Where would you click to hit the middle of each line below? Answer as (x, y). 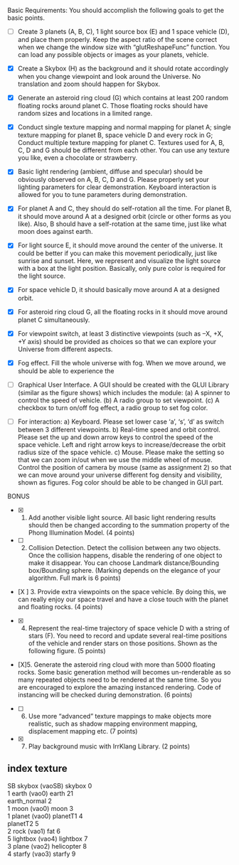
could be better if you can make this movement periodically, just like (117, 253)
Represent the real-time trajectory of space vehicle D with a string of (129, 628)
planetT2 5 (23, 823)
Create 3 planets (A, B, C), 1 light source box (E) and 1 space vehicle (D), (123, 32)
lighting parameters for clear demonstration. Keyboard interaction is (117, 187)
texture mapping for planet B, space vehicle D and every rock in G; (115, 135)
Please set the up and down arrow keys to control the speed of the (115, 437)
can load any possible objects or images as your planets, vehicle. (113, 55)
